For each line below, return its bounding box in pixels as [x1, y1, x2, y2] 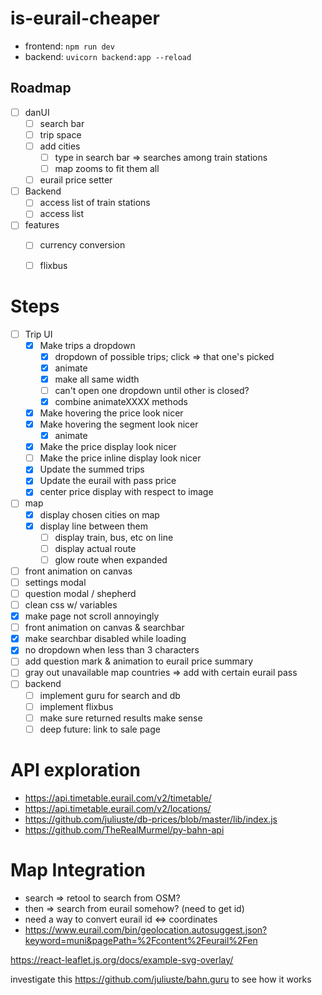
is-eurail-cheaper [10, 7, 160, 30]
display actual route [54, 542, 137, 554]
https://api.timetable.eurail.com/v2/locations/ [24, 802, 212, 814]
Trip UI [24, 328, 53, 340]
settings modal [24, 576, 87, 588]
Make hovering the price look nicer [39, 407, 184, 419]
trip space [39, 128, 82, 141]
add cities [39, 140, 81, 152]
